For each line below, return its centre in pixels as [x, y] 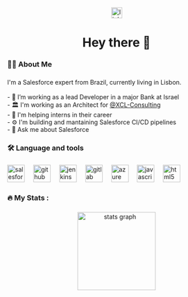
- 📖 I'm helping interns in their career [60, 114]
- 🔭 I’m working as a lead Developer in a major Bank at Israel [93, 96]
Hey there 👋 [117, 43]
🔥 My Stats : [28, 198]
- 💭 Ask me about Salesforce [48, 129]
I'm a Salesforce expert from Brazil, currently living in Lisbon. [94, 82]
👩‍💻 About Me [29, 65]
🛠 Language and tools [46, 148]
